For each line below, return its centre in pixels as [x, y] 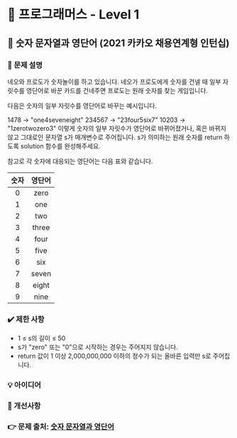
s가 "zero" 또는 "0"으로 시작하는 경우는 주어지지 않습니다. [98, 347]
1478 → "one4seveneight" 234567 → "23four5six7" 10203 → [97, 120]
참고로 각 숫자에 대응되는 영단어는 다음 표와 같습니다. [80, 161]
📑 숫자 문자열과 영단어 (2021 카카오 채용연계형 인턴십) [118, 43]
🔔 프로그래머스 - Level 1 [73, 15]
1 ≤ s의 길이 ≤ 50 [42, 339]
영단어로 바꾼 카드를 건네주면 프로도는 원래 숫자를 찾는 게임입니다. [117, 90]
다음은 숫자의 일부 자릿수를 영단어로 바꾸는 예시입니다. [82, 105]
